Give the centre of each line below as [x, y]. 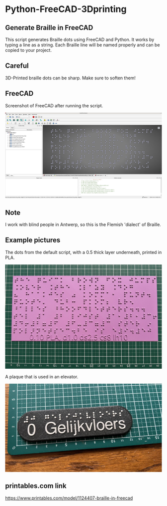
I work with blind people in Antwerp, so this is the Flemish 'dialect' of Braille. [83, 225]
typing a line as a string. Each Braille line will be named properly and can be [83, 45]
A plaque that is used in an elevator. [42, 377]
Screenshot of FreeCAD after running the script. [54, 105]
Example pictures [33, 240]
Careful [17, 66]
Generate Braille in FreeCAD [49, 28]
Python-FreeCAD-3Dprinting [66, 9]
